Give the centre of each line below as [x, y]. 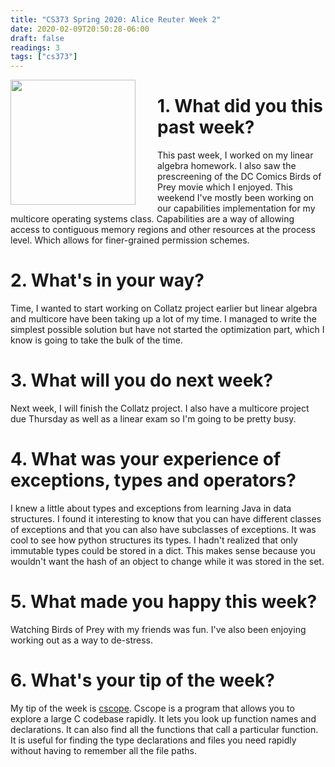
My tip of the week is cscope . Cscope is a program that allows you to [152, 708]
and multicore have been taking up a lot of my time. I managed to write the [163, 319]
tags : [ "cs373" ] [44, 57]
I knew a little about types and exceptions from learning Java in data [151, 508]
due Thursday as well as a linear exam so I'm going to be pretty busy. [153, 418]
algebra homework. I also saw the [227, 166]
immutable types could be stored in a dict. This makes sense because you [163, 550]
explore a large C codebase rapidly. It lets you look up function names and [163, 718]
